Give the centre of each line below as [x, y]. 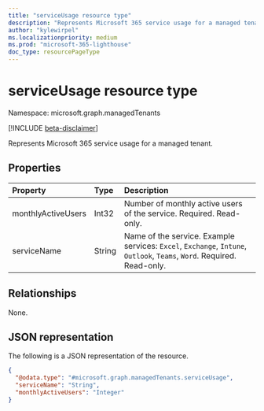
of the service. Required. [169, 213]
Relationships [42, 293]
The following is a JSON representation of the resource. [98, 356]
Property [29, 190]
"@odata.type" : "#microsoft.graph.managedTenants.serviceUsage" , [125, 378]
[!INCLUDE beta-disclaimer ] [53, 128]
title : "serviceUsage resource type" [70, 15]
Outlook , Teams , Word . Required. [180, 255]
